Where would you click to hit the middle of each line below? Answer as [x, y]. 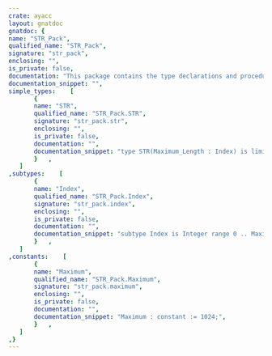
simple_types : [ [41, 91]
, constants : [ [38, 256]
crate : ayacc [30, 16]
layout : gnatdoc [36, 23]
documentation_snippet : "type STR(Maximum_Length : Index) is [141, 151]
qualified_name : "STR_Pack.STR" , [90, 114]
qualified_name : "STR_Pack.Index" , [93, 196]
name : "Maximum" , [63, 272]
